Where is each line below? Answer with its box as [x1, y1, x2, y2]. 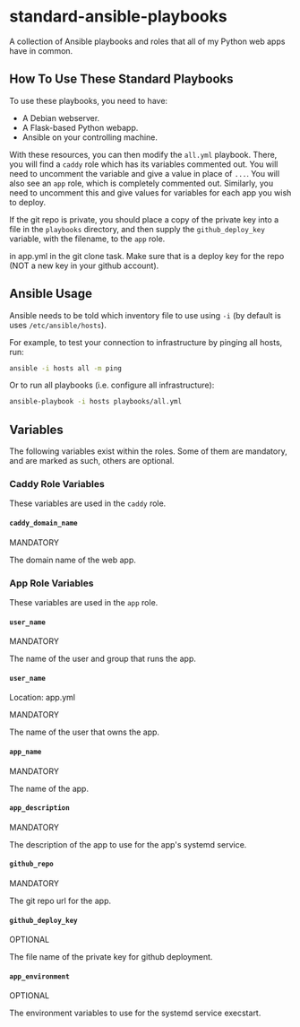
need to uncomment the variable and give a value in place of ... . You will [9, 168, 280, 178]
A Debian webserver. [21, 112, 100, 123]
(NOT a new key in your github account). [9, 260, 159, 271]
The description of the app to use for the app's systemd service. [9, 839, 247, 849]
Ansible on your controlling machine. [21, 132, 159, 143]
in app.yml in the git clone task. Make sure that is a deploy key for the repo [9, 250, 285, 261]
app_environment [9, 971, 70, 981]
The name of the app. [9, 783, 90, 794]
